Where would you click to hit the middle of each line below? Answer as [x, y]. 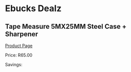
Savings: [14, 64]
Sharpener [22, 34]
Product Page [19, 46]
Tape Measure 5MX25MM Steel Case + [66, 27]
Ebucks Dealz [33, 9]
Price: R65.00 [19, 55]
